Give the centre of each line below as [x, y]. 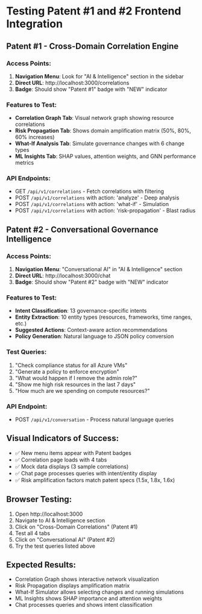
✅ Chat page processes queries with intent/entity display [86, 473]
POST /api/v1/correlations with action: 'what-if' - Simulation [92, 204]
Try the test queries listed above [55, 546]
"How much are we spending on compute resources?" [82, 390]
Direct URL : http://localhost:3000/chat [63, 276]
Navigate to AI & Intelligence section [60, 520]
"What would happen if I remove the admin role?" [76, 378]
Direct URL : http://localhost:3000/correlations [72, 83]
